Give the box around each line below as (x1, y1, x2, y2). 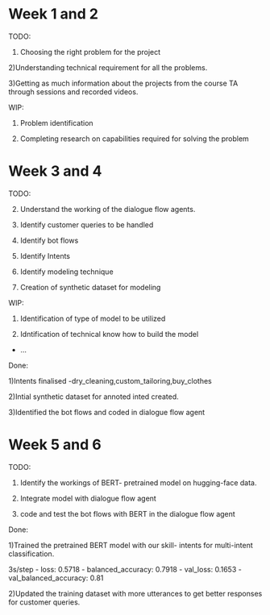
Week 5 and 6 (8, 436, 102, 454)
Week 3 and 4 (8, 162, 102, 181)
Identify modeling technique (19, 267, 114, 276)
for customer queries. (8, 597, 81, 607)
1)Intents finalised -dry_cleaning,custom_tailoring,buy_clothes (8, 376, 212, 385)
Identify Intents (19, 251, 71, 260)
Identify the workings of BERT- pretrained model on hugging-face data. (19, 477, 257, 488)
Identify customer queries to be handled (19, 219, 154, 230)
